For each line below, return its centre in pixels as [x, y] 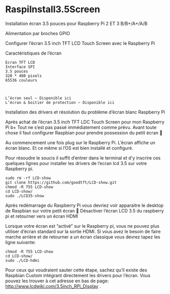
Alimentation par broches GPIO [38, 33]
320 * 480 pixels [24, 76]
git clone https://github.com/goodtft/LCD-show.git [61, 182]
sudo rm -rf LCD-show [28, 178]
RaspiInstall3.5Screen [53, 9]
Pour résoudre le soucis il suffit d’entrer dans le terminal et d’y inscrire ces [83, 158]
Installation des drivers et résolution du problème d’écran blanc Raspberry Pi [85, 112]
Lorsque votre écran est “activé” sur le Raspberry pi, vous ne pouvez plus [82, 226]
